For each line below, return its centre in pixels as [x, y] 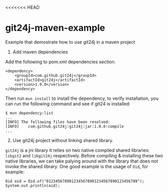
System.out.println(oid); [33, 185]
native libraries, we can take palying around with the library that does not [82, 161]
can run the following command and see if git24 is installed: [68, 103]
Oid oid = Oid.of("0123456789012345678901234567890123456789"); [75, 181]
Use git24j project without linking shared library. [63, 140]
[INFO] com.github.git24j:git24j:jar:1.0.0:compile [65, 126]
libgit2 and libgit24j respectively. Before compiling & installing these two [84, 155]
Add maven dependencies [40, 52]
